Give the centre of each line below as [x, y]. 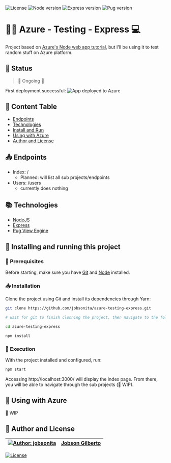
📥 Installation [23, 286]
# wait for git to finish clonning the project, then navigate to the [82, 318]
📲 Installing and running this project [63, 247]
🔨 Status [19, 69]
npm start [16, 369]
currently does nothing [44, 188]
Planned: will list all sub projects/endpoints [65, 177]
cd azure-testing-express [33, 326]
